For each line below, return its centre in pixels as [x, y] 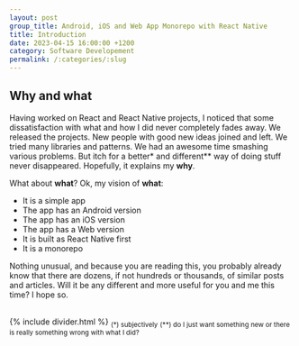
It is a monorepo [53, 248]
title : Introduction [48, 34]
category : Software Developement [72, 51]
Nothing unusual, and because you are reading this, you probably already [145, 266]
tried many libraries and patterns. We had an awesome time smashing [139, 146]
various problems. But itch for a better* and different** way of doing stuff [145, 156]
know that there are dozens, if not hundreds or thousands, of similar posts [147, 275]
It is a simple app [54, 200]
